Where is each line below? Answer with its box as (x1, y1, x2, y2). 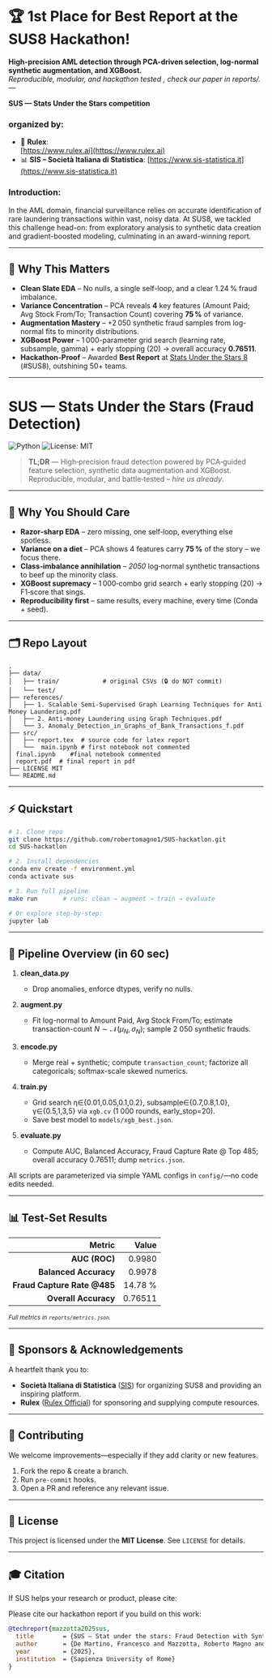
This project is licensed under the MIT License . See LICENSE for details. (8, 1535, 245, 1546)
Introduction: (8, 187, 62, 198)
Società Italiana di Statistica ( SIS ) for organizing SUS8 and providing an (19, 1380, 261, 1390)
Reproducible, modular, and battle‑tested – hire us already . (28, 474, 224, 484)
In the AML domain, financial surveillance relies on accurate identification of (8, 205, 261, 215)
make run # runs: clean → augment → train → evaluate (8, 895, 216, 903)
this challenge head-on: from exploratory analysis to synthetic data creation (8, 222, 261, 232)
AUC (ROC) (70, 1253, 116, 1264)
